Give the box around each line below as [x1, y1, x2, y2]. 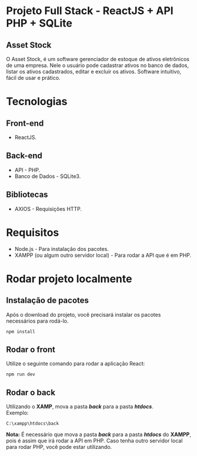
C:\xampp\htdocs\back [6, 421, 59, 427]
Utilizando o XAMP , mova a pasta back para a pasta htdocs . [6, 403, 154, 410]
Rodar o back [6, 387, 56, 397]
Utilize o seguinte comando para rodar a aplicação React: [6, 360, 145, 367]
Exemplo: [6, 410, 29, 417]
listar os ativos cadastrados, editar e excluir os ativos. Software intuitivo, [6, 68, 182, 75]
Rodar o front [6, 344, 56, 354]
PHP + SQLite [6, 16, 72, 30]
